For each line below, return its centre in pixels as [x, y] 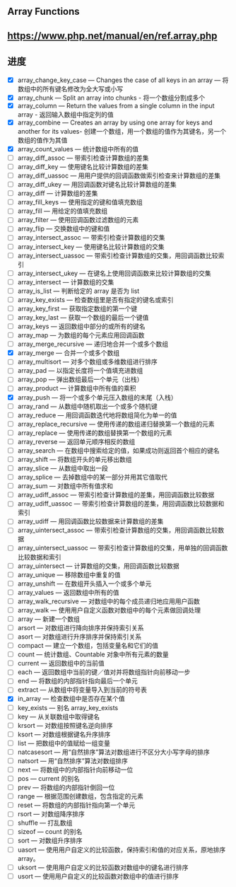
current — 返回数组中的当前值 [61, 663]
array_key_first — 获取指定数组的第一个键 [77, 308]
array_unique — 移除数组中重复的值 [69, 574]
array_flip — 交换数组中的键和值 [64, 228]
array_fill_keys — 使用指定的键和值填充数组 [80, 202]
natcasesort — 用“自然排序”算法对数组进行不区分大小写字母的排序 [113, 752]
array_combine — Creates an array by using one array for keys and [115, 122]
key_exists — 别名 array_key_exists [68, 707]
